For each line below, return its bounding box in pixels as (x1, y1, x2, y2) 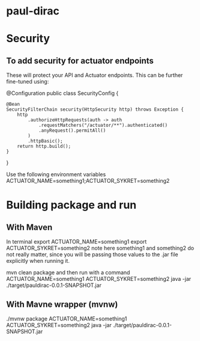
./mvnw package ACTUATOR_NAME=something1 (6, 315, 127, 322)
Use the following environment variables (6, 171, 106, 178)
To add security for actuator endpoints (6, 55, 154, 66)
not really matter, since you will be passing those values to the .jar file (6, 251, 178, 258)
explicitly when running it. (6, 257, 70, 265)
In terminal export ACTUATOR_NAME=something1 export (6, 238, 147, 245)
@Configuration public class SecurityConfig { (6, 90, 119, 97)
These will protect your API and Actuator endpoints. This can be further (6, 72, 183, 79)
